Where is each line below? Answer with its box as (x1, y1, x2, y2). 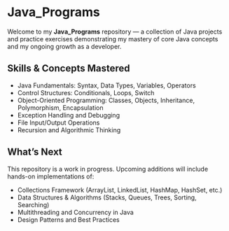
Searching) (17, 200, 50, 209)
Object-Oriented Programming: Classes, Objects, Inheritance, (17, 96, 195, 104)
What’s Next (7, 146, 63, 158)
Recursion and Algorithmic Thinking (17, 125, 121, 134)
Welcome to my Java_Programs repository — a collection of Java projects (7, 27, 223, 36)
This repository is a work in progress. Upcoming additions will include (7, 164, 209, 173)
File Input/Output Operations (17, 118, 100, 127)
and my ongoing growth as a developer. (7, 42, 122, 50)
